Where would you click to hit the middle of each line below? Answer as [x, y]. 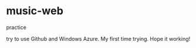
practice [16, 27]
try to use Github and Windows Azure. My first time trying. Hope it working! [98, 39]
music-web [35, 11]
